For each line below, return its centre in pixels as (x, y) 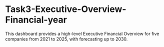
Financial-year (36, 20)
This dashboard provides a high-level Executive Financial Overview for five (82, 33)
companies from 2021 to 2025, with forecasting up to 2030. (66, 39)
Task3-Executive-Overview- (66, 9)
